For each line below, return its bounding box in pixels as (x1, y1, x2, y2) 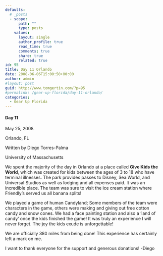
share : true (18, 53, 43, 58)
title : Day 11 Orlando (5, 67, 52, 72)
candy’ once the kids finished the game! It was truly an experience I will (5, 216, 151, 222)
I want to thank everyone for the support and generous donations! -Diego (5, 246, 155, 252)
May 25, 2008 (5, 126, 34, 132)
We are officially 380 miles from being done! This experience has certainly (5, 231, 157, 237)
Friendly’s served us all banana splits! (5, 190, 82, 196)
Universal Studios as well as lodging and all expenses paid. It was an (5, 180, 145, 186)
